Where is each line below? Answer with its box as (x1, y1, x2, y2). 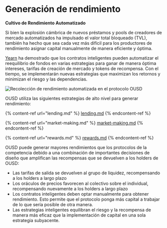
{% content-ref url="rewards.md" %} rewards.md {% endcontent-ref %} (5, 135, 154, 141)
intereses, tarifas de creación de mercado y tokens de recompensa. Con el (5, 66, 159, 72)
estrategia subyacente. (12, 217, 60, 223)
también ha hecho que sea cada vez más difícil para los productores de (5, 40, 152, 46)
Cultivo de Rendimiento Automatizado (5, 20, 86, 26)
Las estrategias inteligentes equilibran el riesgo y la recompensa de (12, 207, 151, 213)
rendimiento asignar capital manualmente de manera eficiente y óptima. (5, 45, 153, 51)
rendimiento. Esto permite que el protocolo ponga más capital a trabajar (12, 196, 161, 202)
